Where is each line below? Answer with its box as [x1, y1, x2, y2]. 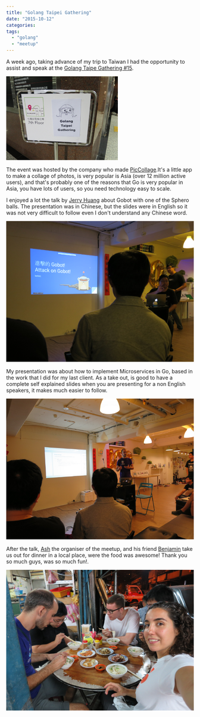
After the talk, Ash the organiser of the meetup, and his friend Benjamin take [6, 545, 193, 552]
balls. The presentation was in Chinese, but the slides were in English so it [6, 203, 187, 210]
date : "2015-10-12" [6, 15, 55, 22]
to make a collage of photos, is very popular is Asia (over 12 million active [6, 173, 186, 179]
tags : [6, 29, 20, 35]
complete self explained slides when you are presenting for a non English [6, 381, 186, 387]
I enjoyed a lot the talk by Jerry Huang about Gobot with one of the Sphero [6, 197, 189, 204]
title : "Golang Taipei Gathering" [6, 10, 92, 15]
